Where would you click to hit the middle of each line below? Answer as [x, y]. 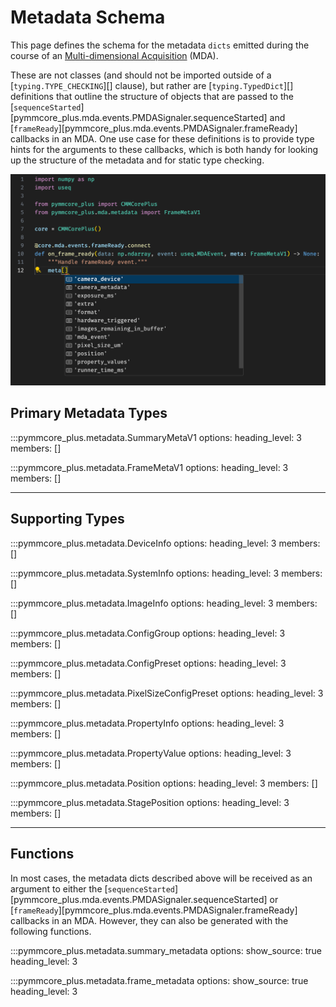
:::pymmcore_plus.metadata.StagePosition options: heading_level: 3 [150, 802]
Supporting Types [67, 519]
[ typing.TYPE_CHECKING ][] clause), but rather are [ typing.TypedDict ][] [152, 85]
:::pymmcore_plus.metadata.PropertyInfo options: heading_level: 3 [147, 723]
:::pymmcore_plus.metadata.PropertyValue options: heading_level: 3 [151, 753]
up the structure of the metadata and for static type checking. [137, 160]
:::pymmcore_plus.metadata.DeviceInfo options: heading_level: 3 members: [165, 543]
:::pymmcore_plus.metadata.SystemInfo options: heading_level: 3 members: [166, 573]
